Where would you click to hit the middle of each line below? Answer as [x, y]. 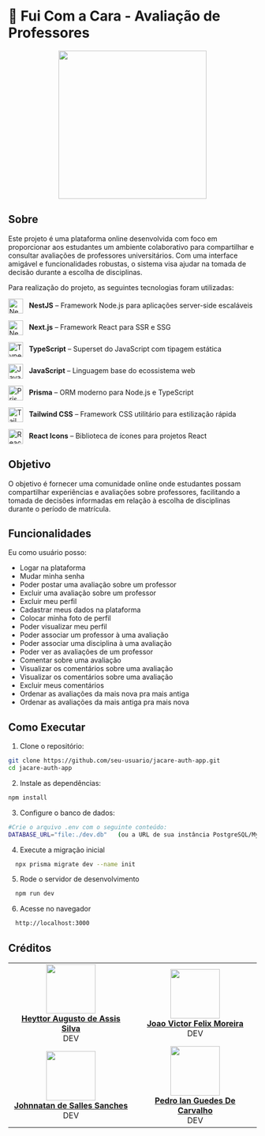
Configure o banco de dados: [67, 813]
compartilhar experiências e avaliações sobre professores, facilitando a [124, 492]
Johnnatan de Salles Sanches [71, 1106]
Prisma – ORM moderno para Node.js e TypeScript [111, 392]
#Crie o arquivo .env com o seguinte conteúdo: [88, 827]
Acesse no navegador [55, 909]
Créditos [30, 948]
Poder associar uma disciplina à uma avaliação [95, 643]
